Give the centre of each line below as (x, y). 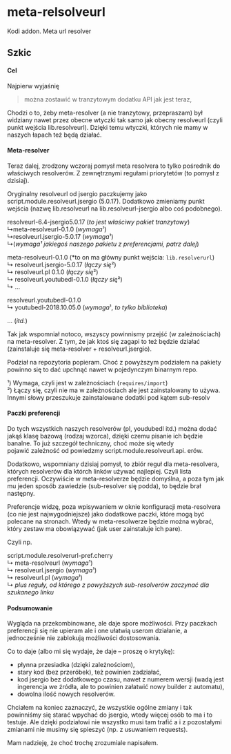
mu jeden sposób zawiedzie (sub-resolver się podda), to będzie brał (104, 486)
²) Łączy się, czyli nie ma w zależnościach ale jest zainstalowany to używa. (114, 390)
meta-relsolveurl (56, 12)
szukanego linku (30, 592)
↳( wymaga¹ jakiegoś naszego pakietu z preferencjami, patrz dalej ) (103, 244)
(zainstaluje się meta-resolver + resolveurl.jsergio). (80, 349)
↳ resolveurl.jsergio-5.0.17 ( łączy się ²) (62, 264)
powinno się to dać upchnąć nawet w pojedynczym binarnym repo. (102, 369)
